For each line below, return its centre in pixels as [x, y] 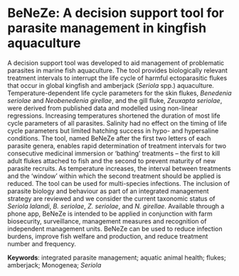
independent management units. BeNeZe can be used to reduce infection [115, 228]
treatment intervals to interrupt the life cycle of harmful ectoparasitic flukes [117, 78]
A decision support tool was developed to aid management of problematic [116, 62]
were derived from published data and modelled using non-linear [102, 108]
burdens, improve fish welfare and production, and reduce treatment [108, 236]
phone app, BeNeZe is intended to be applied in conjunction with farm [110, 214]
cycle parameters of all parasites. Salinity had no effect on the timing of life [117, 123]
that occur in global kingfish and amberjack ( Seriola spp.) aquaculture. [111, 85]
